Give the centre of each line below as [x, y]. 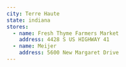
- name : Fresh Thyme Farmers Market [66, 33]
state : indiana [29, 20]
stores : [18, 27]
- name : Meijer [35, 46]
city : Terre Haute [33, 14]
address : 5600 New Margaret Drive [69, 53]
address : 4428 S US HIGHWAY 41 [64, 40]
